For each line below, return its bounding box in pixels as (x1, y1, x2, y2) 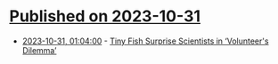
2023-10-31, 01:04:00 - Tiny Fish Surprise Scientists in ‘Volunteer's (21, 36, 269, 46)
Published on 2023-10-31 (9, 6, 201, 27)
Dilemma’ (21, 44, 57, 55)
